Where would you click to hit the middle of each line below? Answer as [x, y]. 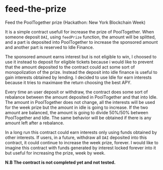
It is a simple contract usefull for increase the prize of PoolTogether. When [80, 32]
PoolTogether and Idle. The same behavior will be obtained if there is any [78, 118]
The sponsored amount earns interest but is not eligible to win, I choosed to [81, 56]
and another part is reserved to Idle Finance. [50, 47]
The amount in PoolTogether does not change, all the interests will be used [80, 102]
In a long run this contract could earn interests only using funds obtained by [81, 132]
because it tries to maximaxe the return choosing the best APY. [68, 82]
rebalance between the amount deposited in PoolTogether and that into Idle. [81, 97]
